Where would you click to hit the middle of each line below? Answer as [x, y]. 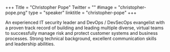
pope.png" [16, 13]
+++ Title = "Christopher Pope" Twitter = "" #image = [61, 7]
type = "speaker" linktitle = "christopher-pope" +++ [83, 13]
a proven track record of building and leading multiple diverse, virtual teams [84, 28]
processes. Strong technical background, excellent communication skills [81, 38]
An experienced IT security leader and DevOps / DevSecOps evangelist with [85, 22]
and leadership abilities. [30, 44]
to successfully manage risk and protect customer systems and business [82, 33]
